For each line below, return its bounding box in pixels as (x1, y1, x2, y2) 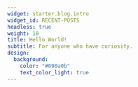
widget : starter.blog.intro (7, 10, 90, 18)
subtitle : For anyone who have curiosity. (7, 43, 133, 50)
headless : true (7, 23, 52, 30)
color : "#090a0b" (20, 62, 71, 69)
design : (7, 50, 30, 57)
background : (13, 56, 49, 63)
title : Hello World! (7, 36, 68, 43)
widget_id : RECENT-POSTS (7, 17, 80, 24)
